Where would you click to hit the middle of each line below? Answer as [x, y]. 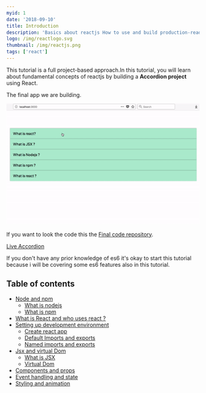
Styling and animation [43, 383]
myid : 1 [16, 13]
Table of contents [40, 284]
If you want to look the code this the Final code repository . [80, 234]
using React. [22, 83]
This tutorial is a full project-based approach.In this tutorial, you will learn [99, 70]
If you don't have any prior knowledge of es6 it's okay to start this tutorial [99, 258]
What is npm [40, 311]
